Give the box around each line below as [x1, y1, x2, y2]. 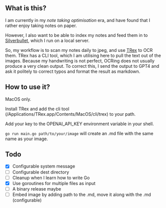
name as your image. [5, 136, 48, 142]
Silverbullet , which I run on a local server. [5, 37, 89, 43]
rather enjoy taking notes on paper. [5, 22, 77, 28]
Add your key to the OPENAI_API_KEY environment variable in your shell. [5, 121, 154, 127]
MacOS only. [5, 96, 31, 102]
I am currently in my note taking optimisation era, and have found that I [5, 17, 151, 23]
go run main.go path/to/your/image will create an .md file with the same [5, 130, 154, 136]
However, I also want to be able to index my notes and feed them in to [5, 32, 148, 38]
